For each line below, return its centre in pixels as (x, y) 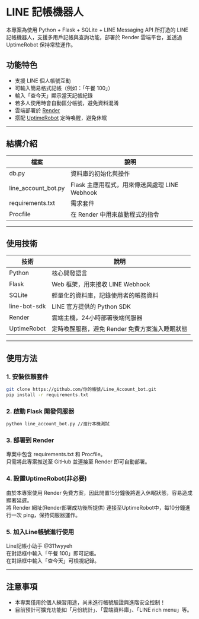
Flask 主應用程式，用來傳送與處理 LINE (125, 185)
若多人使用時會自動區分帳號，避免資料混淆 (67, 103)
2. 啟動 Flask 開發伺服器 (40, 411)
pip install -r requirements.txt (47, 395)
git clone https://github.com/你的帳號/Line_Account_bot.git (81, 390)
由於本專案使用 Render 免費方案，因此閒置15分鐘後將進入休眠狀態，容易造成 (99, 492)
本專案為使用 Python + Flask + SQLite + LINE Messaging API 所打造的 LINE (97, 30)
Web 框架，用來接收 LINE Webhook (101, 285)
